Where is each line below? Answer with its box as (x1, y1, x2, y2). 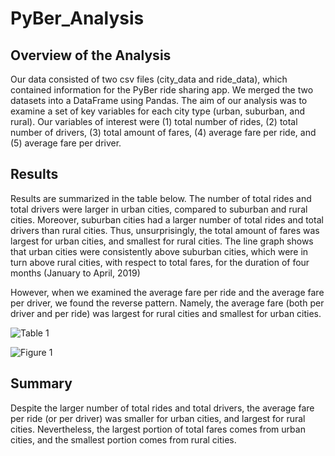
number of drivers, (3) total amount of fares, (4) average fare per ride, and (10, 127, 317, 138)
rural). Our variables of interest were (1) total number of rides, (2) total (10, 116, 298, 127)
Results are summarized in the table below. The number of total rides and (10, 192, 312, 204)
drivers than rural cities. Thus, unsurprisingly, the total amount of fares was (10, 224, 320, 236)
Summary (10, 375, 73, 392)
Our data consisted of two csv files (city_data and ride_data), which (10, 73, 288, 85)
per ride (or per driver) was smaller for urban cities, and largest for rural (10, 412, 306, 424)
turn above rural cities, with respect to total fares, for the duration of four (10, 256, 310, 268)
